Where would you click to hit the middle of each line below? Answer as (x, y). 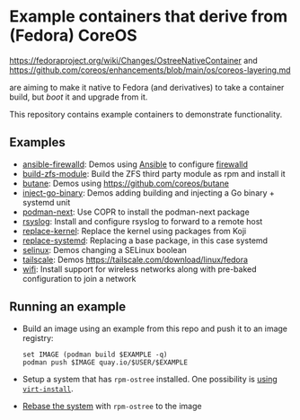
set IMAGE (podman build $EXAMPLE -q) (95, 354)
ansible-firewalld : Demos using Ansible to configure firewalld (135, 164)
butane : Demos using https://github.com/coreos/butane (125, 183)
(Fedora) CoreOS (73, 35)
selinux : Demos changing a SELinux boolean (104, 249)
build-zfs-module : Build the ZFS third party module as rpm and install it (154, 173)
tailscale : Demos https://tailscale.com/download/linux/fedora (135, 259)
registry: (38, 337)
